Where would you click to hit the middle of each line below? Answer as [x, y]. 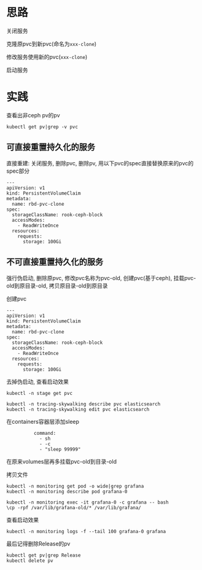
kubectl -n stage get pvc [39, 393]
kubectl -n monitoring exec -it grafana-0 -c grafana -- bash [87, 502]
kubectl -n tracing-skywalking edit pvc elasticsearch [78, 409]
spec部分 [18, 171]
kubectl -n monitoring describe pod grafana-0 [67, 491]
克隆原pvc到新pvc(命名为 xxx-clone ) [52, 44]
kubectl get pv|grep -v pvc [42, 127]
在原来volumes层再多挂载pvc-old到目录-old [61, 461]
